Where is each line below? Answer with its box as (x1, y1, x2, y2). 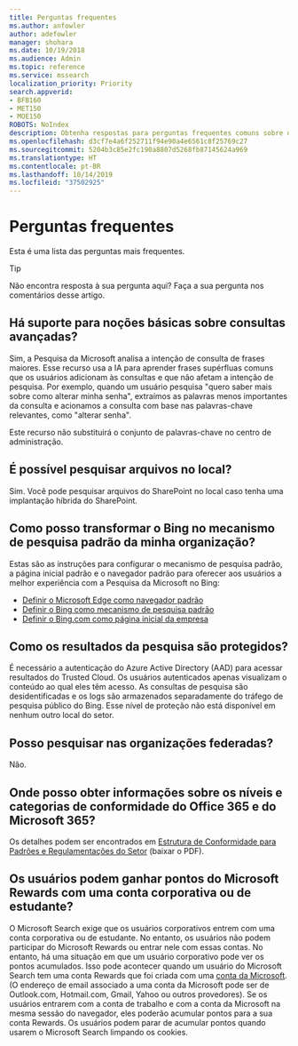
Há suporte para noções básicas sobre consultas (9, 315, 286, 331)
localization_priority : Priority (9, 79, 133, 88)
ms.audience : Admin (9, 54, 82, 63)
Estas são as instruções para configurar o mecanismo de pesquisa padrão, (9, 558, 283, 569)
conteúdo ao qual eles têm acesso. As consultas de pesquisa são (9, 682, 248, 692)
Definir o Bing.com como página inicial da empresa (21, 613, 208, 624)
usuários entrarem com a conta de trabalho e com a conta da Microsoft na (9, 998, 281, 1009)
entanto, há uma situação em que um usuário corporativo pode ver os (9, 951, 264, 962)
